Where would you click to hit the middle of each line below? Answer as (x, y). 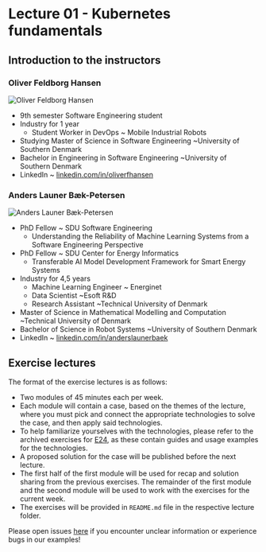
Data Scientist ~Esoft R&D (74, 296)
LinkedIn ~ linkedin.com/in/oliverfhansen (86, 174)
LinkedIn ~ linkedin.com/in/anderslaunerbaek (94, 338)
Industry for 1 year (49, 123)
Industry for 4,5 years (55, 278)
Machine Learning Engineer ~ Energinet (96, 287)
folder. (30, 515)
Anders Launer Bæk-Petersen (67, 195)
